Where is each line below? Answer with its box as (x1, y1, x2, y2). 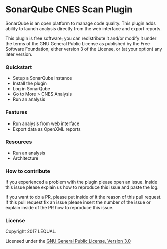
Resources (5, 138, 32, 145)
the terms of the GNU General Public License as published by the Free (5, 40, 150, 46)
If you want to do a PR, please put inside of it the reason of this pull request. (5, 194, 162, 200)
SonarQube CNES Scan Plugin (5, 4, 133, 15)
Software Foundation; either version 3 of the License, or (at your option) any (5, 46, 162, 52)
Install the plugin (12, 80, 47, 86)
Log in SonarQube (12, 86, 50, 92)
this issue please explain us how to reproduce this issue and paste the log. (5, 184, 159, 190)
